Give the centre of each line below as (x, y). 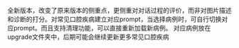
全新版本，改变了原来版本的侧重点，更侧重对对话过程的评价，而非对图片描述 (119, 10)
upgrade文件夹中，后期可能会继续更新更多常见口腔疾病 (88, 37)
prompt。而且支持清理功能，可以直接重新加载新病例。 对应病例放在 (112, 28)
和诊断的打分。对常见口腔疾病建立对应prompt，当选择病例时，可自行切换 (115, 19)
